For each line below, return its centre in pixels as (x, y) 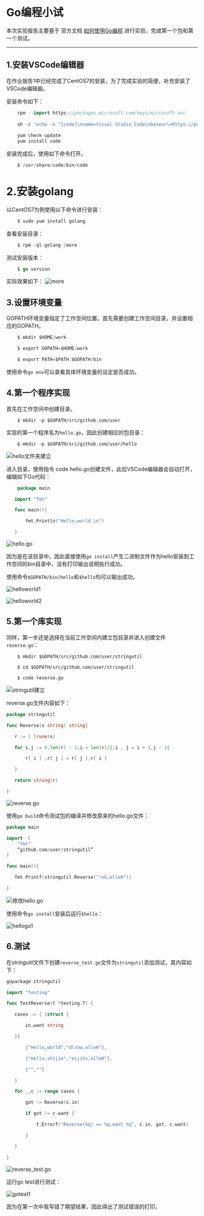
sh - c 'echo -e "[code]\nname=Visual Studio (74, 124)
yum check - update (39, 136)
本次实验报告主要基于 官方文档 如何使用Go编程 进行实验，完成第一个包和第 (100, 30)
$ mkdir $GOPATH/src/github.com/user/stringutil (80, 656)
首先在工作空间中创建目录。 (41, 408)
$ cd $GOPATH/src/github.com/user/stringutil (76, 667)
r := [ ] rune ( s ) (35, 736)
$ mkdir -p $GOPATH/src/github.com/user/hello (77, 444)
